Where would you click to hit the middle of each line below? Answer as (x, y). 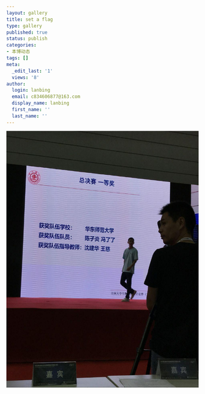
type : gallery (24, 26)
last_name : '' (30, 116)
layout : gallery (27, 13)
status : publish (27, 39)
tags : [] (17, 58)
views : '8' (26, 77)
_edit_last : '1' (32, 71)
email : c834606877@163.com (46, 97)
